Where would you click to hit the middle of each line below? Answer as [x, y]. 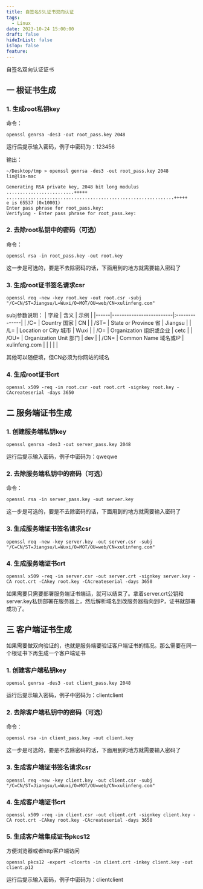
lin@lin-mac [21, 176]
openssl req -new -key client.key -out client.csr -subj [79, 780]
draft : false [23, 35]
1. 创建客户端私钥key [36, 670]
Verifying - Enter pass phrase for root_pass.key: [71, 214]
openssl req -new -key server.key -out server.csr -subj [79, 542]
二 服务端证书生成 [39, 413]
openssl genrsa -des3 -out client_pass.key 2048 [69, 683]
